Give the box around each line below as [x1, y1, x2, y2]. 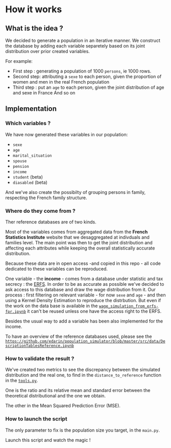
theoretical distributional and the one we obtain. [5, 393, 106, 399]
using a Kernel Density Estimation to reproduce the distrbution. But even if [5, 297, 161, 303]
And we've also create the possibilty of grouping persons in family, [5, 189, 146, 195]
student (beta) [12, 173, 43, 180]
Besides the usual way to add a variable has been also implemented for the [5, 318, 163, 324]
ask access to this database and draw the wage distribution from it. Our [5, 286, 156, 292]
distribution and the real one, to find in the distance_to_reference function [5, 372, 162, 378]
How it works [5, 4, 62, 15]
